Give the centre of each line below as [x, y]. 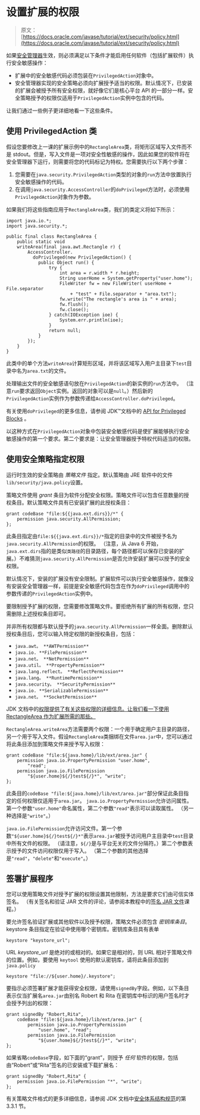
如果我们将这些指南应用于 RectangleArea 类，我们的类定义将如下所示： [91, 209]
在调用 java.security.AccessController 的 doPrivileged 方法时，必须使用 [102, 189]
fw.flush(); [74, 304]
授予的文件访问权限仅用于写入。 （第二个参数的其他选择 [80, 850]
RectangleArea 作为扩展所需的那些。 [51, 716]
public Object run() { [66, 262]
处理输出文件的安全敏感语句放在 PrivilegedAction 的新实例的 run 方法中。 [94, 383]
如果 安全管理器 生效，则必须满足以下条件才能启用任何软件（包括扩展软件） [97, 55]
